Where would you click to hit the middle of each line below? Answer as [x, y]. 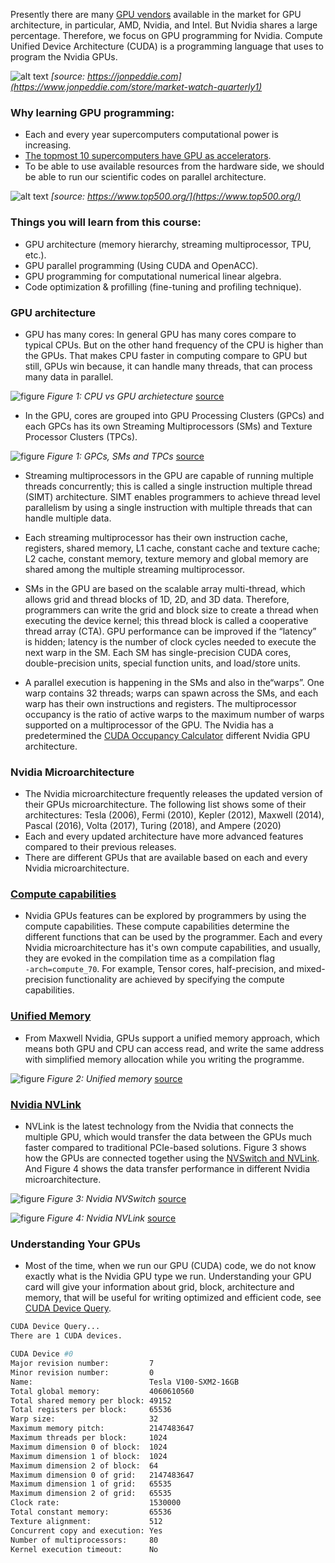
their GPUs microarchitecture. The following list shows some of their [165, 805]
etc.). [35, 255]
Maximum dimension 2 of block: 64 [84, 1465]
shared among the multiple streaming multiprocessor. [134, 569]
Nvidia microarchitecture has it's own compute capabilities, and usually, [173, 948]
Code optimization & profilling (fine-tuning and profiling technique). [163, 286]
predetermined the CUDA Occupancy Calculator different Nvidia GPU [167, 735]
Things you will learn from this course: [106, 222]
